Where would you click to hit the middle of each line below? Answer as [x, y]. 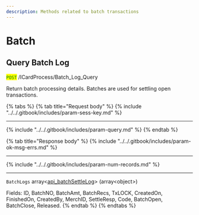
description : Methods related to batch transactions [73, 12]
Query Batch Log [38, 63]
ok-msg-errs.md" [28, 147]
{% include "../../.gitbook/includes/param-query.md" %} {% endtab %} [92, 129]
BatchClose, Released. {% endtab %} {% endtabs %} [71, 206]
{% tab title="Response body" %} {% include [61, 141]
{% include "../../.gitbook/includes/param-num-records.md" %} [83, 164]
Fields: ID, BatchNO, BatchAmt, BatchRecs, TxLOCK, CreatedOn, [84, 192]
